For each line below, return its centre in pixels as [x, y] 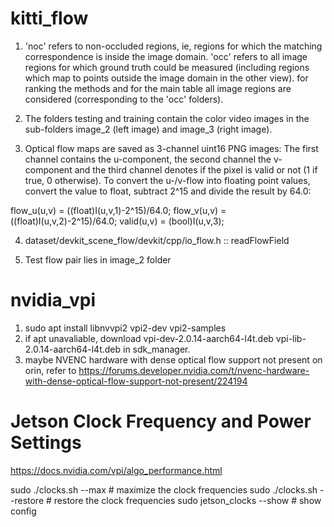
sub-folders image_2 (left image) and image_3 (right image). [148, 129]
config [23, 511]
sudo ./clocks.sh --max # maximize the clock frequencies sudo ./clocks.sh [164, 489]
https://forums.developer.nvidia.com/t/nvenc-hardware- [194, 370]
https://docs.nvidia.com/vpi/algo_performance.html [116, 470]
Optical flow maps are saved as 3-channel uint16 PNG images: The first [171, 148]
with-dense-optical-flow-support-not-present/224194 [136, 381]
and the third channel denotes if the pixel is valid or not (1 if [196, 169]
